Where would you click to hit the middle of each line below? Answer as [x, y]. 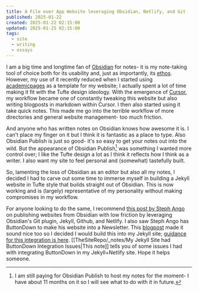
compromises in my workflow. [42, 197]
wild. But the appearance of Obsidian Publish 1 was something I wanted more [99, 148]
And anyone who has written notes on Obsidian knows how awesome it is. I [98, 128]
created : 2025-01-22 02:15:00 [43, 22]
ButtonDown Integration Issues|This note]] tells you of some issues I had [94, 246]
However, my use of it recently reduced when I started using [80, 79]
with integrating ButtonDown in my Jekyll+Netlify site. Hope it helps [88, 253]
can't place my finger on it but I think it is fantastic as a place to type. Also [96, 135]
